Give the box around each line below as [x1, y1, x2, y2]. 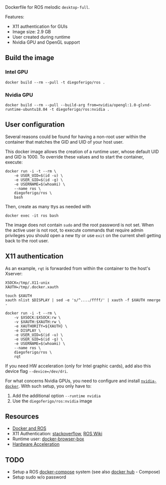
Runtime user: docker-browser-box [12, 436, 84, 442]
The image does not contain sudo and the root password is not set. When [5, 222, 154, 228]
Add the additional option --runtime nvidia [12, 393, 101, 399]
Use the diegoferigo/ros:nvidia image [12, 398, 93, 404]
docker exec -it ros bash [5, 213, 58, 218]
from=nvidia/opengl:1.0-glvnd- [87, 102, 152, 107]
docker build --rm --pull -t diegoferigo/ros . [5, 80, 106, 85]
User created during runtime [12, 34, 70, 40]
